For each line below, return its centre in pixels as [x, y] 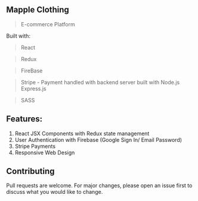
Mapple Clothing [38, 10]
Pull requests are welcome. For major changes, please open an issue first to [99, 185]
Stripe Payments [35, 146]
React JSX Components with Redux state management [82, 133]
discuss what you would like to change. [55, 192]
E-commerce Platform [48, 24]
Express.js [33, 89]
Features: [24, 119]
